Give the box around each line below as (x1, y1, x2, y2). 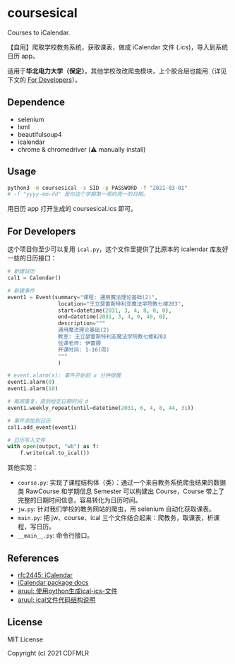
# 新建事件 (7, 287, 35, 294)
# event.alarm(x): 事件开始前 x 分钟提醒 (7, 372, 121, 379)
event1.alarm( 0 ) (7, 379, 55, 386)
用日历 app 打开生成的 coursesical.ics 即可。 (7, 205, 138, 213)
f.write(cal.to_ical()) (20, 449, 90, 457)
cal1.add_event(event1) (7, 423, 78, 431)
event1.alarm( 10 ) (7, 385, 59, 392)
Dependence (7, 97, 66, 109)
